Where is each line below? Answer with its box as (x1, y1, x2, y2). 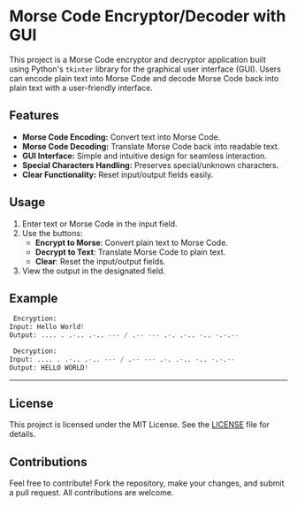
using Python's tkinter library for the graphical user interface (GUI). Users (9, 64, 281, 74)
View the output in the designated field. (21, 265, 166, 276)
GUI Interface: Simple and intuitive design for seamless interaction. (21, 150, 268, 161)
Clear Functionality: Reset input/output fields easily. (21, 169, 214, 180)
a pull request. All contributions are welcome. (9, 487, 174, 498)
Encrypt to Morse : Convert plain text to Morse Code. (34, 237, 228, 248)
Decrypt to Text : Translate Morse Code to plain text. (34, 246, 226, 257)
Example (9, 290, 58, 306)
